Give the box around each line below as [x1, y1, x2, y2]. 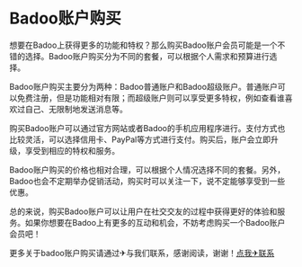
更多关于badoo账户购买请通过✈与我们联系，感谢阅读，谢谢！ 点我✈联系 [9, 247, 275, 258]
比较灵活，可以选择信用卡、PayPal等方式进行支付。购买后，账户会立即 [9, 134, 271, 145]
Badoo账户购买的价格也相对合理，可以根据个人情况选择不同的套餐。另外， [9, 164, 286, 175]
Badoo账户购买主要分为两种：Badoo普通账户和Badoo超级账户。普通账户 [9, 81, 279, 92]
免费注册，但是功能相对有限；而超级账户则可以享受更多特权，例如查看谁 [16, 92, 285, 103]
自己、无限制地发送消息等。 [24, 103, 128, 114]
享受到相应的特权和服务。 [24, 145, 120, 156]
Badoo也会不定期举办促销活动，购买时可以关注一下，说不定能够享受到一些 [9, 175, 286, 186]
